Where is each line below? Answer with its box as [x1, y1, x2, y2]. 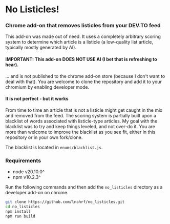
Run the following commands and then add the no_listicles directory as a [5, 184, 163, 190]
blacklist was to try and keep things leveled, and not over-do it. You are [5, 123, 155, 129]
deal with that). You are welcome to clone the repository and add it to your [5, 78, 162, 85]
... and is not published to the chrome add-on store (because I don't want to [5, 73, 165, 79]
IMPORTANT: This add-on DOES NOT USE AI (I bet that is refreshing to [5, 56, 157, 63]
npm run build [5, 214, 36, 219]
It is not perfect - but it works [5, 96, 69, 102]
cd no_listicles [5, 204, 40, 210]
